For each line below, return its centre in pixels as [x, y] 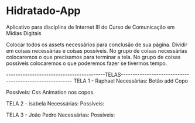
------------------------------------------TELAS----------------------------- [98, 74]
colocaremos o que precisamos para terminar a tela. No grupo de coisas [93, 57]
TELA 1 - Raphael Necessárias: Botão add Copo [131, 81]
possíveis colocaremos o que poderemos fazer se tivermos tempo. [87, 63]
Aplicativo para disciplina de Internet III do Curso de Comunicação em [90, 27]
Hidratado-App [43, 11]
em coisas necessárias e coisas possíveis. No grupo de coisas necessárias [97, 50]
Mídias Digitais [24, 33]
